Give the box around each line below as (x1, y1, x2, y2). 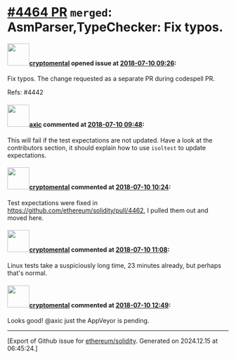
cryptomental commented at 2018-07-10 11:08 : (29, 245, 170, 254)
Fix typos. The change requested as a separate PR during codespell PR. (7, 75, 216, 83)
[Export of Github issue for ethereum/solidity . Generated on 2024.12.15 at (7, 336, 218, 346)
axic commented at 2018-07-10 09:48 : (29, 120, 145, 128)
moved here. (7, 213, 44, 222)
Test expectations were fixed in (7, 198, 98, 207)
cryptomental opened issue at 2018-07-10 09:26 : (29, 59, 177, 67)
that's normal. (7, 269, 48, 277)
